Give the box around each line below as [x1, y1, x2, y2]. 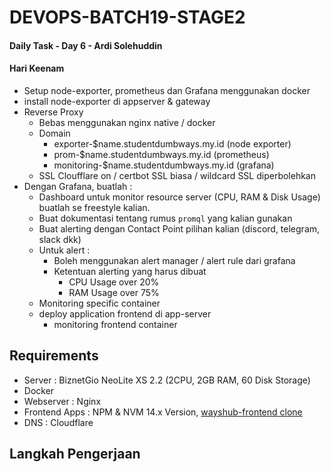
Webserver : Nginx [23, 395, 102, 407]
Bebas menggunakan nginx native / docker [38, 116, 216, 128]
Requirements [9, 347, 99, 365]
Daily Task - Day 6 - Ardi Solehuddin [9, 39, 163, 51]
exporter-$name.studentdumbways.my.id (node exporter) [53, 137, 292, 150]
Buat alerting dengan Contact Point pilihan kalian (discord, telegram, [38, 222, 321, 235]
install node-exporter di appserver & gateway [23, 95, 211, 107]
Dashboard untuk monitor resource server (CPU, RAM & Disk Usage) [38, 191, 321, 203]
